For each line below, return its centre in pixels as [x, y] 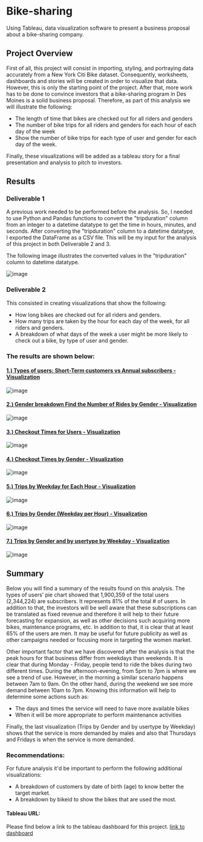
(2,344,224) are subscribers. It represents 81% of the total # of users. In [96, 601]
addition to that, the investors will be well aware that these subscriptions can [101, 607]
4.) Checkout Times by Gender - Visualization [65, 459]
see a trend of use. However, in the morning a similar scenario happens [95, 677]
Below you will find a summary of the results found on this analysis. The [96, 588]
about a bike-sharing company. [45, 34]
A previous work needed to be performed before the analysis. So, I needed [99, 212]
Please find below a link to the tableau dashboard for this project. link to [96, 827]
